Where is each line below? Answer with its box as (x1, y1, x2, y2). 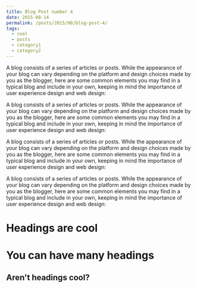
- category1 (11, 42, 42, 48)
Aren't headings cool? (6, 272, 90, 283)
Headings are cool (6, 221, 98, 235)
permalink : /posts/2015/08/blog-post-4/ (6, 20, 108, 26)
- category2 (11, 48, 42, 54)
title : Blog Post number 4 (6, 8, 73, 15)
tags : (6, 25, 20, 32)
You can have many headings (6, 249, 155, 262)
